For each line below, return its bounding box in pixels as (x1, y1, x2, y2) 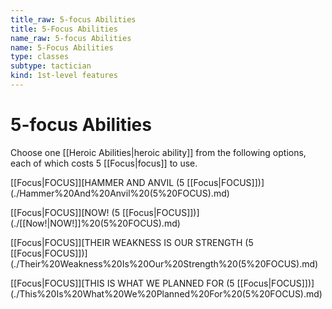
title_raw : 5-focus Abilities (10, 14, 137, 25)
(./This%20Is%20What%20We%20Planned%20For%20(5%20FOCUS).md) (10, 287, 323, 300)
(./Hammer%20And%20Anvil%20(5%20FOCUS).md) (10, 187, 230, 199)
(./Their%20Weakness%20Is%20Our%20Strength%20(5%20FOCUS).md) (10, 257, 319, 270)
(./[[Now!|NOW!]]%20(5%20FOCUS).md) (10, 217, 181, 229)
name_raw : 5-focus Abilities (10, 33, 132, 43)
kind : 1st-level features (10, 71, 118, 81)
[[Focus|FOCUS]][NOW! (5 (10, 206, 120, 218)
